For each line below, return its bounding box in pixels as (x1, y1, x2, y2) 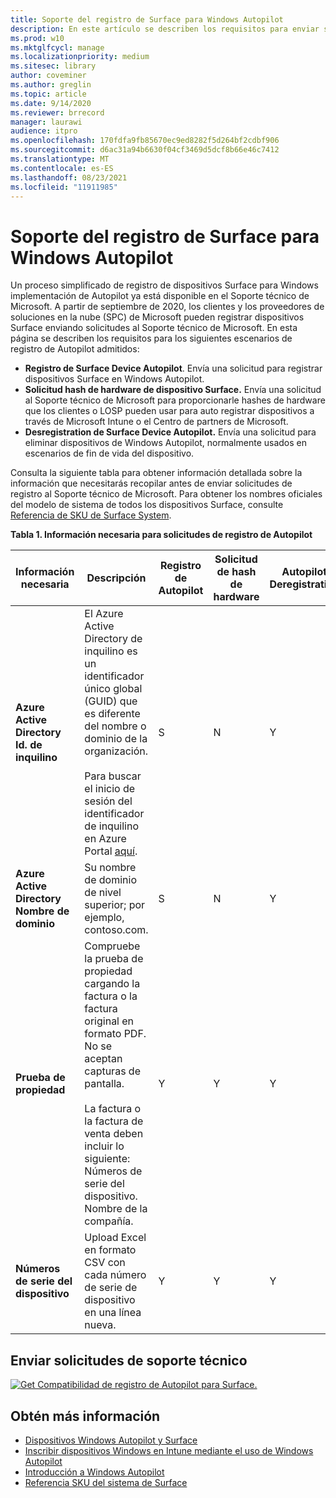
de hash (216, 565, 257, 579)
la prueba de (84, 952, 144, 966)
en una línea (84, 1306, 142, 1320)
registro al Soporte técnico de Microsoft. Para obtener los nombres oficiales (10, 488, 323, 500)
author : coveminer (10, 71, 87, 81)
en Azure (84, 832, 127, 846)
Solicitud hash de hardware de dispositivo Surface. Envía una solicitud (24, 384, 322, 396)
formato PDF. (84, 1027, 147, 1041)
